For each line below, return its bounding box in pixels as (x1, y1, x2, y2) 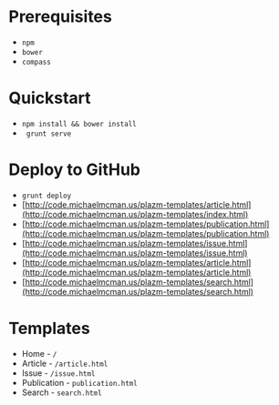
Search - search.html (21, 387, 102, 398)
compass (21, 57, 51, 66)
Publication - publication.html (21, 377, 138, 388)
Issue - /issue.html (21, 367, 96, 379)
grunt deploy (21, 191, 72, 200)
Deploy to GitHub (8, 159, 140, 180)
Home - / (21, 348, 57, 359)
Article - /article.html (21, 358, 108, 369)
